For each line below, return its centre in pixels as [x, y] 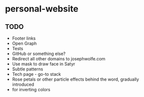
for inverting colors [31, 90]
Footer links [24, 38]
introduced [23, 84]
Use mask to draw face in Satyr [44, 64]
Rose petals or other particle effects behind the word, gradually [76, 79]
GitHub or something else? [39, 54]
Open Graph [24, 43]
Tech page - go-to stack [36, 74]
